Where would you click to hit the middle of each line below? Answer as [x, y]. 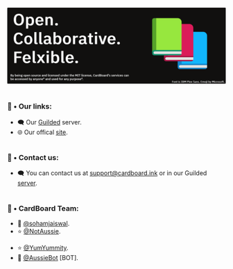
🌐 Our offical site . [42, 132]
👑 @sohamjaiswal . [43, 223]
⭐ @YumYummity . [43, 247]
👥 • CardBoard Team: [43, 208]
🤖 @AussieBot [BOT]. [48, 257]
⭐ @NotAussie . [39, 231]
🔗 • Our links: [29, 106]
